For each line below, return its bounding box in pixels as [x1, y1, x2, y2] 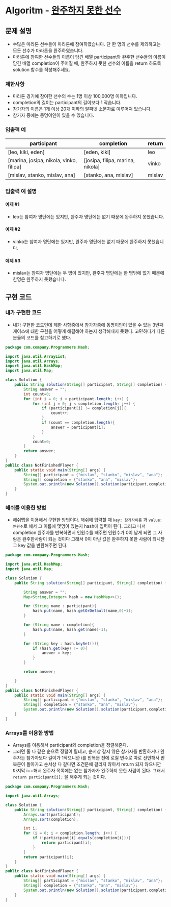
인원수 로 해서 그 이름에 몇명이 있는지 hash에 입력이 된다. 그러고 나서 [12, 523, 146, 529]
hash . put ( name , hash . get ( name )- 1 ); [32, 627, 108, 632]
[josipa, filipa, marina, [83, 157, 135, 164]
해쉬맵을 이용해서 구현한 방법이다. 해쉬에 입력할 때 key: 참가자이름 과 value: [12, 517, 162, 523]
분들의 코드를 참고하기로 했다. [12, 334, 72, 340]
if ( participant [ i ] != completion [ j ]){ [41, 406, 126, 411]
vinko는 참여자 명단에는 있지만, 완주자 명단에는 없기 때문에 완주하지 [12, 238, 147, 244]
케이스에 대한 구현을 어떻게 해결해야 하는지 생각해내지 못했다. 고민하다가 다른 [12, 328, 165, 334]
